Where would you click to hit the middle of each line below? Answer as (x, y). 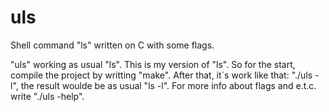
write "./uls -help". (47, 96)
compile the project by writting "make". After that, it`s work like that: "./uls (161, 75)
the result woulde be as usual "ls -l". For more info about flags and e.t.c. (168, 85)
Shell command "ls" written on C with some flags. (112, 45)
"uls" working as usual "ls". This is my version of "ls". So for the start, (153, 64)
